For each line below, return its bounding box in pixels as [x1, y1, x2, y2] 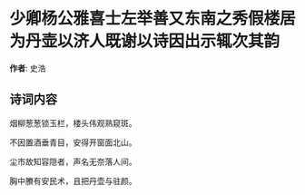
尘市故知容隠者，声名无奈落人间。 [9, 156, 137, 167]
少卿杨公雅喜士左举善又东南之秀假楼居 [9, 8, 297, 29]
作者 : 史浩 [9, 63, 46, 73]
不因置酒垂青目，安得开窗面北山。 [9, 137, 137, 148]
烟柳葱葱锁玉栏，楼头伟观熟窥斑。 [9, 117, 137, 128]
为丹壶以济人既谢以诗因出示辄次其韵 [9, 31, 280, 52]
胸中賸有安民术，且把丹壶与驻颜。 [9, 175, 137, 186]
